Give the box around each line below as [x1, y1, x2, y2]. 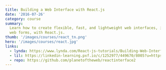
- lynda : [9, 48, 28, 53]
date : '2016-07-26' [5, 12, 45, 17]
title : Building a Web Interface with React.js [5, 7, 105, 12]
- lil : [9, 53, 23, 58]
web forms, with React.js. [9, 30, 65, 35]
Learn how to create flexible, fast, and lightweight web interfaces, [9, 26, 158, 31]
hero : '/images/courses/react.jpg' [5, 39, 79, 44]
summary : [5, 21, 23, 26]
